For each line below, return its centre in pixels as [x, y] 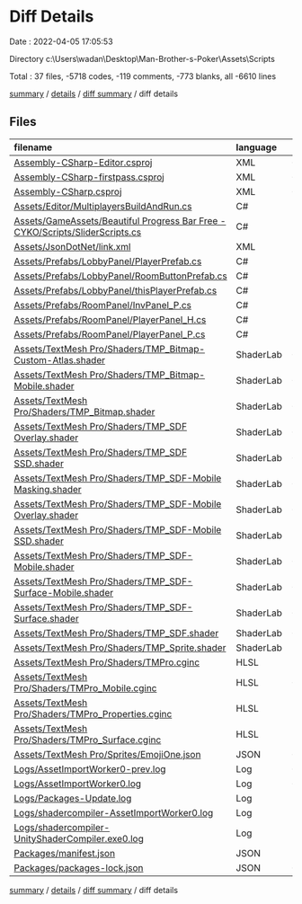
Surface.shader [46, 618]
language [256, 147]
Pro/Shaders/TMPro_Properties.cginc [93, 713]
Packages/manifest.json [64, 853]
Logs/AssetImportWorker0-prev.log [90, 768]
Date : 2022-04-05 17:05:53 [62, 41]
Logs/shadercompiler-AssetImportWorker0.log [114, 812]
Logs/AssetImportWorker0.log [78, 784]
